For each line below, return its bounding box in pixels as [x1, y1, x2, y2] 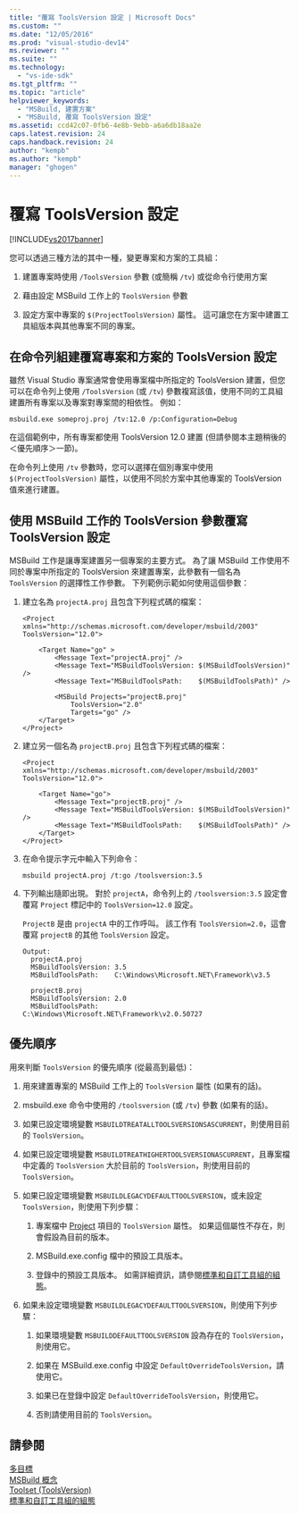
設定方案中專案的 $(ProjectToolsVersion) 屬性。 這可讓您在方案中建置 [21, 309, 282, 320]
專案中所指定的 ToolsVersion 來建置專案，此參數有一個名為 [24, 566, 241, 576]
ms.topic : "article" [9, 88, 87, 97]
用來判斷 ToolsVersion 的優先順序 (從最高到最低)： [9, 1061, 195, 1072]
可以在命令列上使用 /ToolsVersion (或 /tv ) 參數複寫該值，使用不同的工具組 [9, 386, 284, 397]
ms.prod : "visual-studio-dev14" [9, 38, 129, 47]
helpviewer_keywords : [9, 96, 90, 105]
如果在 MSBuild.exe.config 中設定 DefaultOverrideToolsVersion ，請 [35, 1359, 285, 1370]
